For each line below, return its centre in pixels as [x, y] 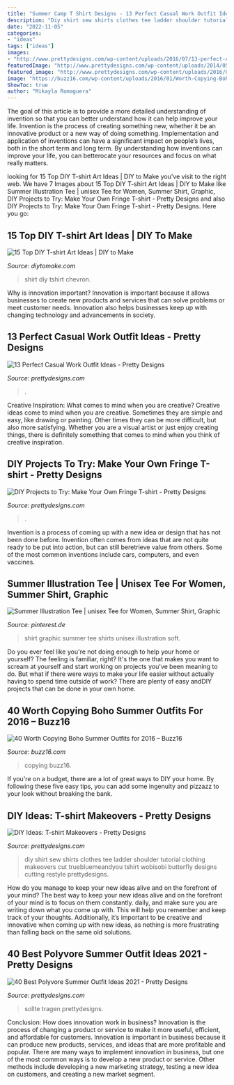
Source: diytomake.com [41, 266]
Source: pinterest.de [37, 625]
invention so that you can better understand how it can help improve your [112, 118]
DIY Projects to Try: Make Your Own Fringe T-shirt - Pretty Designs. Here [112, 206]
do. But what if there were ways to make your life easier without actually [111, 674]
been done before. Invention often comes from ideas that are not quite [108, 539]
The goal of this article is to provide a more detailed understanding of [107, 111]
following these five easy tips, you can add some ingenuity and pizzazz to [113, 786]
